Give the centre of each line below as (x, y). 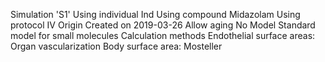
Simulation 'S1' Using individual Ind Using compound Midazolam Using (155, 14)
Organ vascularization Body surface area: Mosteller (116, 46)
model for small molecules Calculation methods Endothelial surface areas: (163, 35)
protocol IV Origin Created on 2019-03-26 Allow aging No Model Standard (163, 25)
